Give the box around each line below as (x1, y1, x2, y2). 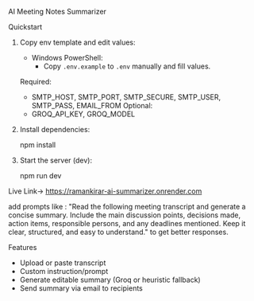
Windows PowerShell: (31, 53, 103, 62)
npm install (19, 140, 56, 150)
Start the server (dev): (19, 155, 93, 165)
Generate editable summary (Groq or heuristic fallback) (19, 275, 201, 284)
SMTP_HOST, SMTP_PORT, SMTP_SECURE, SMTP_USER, (31, 92, 221, 102)
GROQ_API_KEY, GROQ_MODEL (31, 109, 136, 119)
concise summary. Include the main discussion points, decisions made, (8, 210, 241, 220)
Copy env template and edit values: (19, 37, 136, 47)
